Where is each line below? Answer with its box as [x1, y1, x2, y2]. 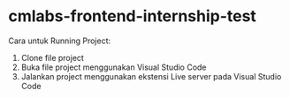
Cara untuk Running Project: [8, 35, 111, 46]
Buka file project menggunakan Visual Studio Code [20, 62, 207, 72]
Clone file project [20, 52, 85, 63]
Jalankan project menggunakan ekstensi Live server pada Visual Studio [20, 71, 282, 81]
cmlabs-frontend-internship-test [8, 6, 257, 26]
